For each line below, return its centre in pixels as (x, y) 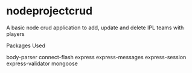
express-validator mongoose (42, 63)
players (16, 34)
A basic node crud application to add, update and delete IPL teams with (95, 28)
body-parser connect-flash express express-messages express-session (96, 57)
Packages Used (26, 45)
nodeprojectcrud (50, 11)
